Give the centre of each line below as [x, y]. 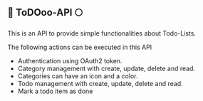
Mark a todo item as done [55, 91]
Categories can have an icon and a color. [78, 76]
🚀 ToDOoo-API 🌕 [45, 12]
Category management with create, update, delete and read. [106, 68]
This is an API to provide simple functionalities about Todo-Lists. [102, 33]
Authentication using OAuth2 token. [70, 60]
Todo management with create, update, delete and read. [100, 83]
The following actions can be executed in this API [80, 47]
